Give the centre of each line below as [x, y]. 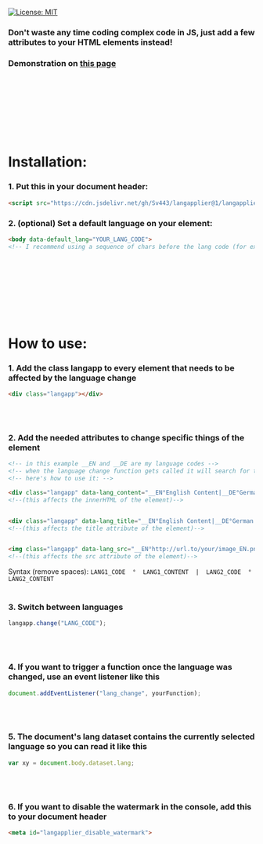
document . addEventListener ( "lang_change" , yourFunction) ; [104, 693]
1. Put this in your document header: [78, 187]
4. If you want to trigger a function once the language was [120, 667]
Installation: [48, 162]
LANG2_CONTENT [31, 579]
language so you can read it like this [77, 747]
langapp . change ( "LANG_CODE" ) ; [58, 623]
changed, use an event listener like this [84, 677]
